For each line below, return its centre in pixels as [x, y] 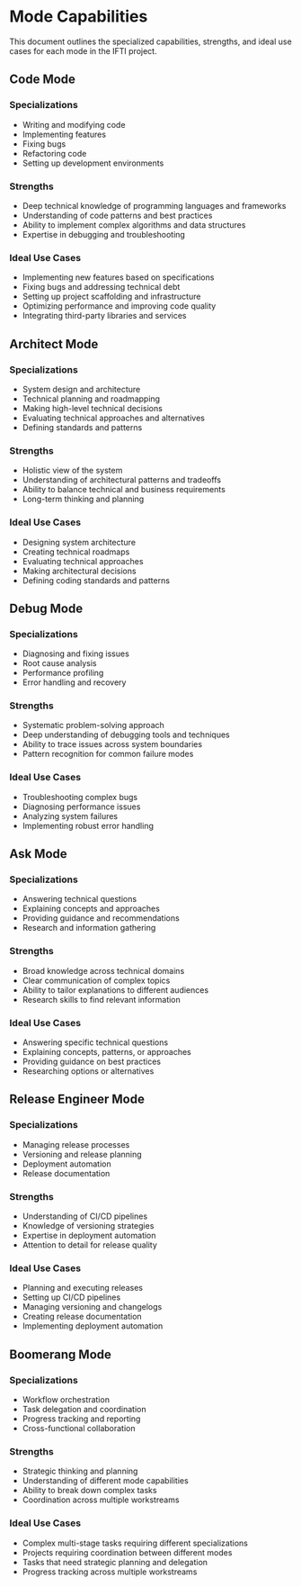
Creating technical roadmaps [76, 552]
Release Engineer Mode [77, 1099]
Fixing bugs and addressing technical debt [101, 287]
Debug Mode [46, 608]
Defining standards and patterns [82, 427]
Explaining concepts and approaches [91, 909]
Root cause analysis [59, 663]
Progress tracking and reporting [81, 1419]
